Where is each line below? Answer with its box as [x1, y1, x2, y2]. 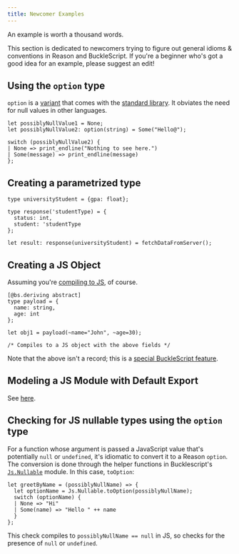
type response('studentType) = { [7, 208, 107, 216]
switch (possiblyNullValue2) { [7, 138, 101, 146]
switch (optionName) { [14, 493, 81, 500]
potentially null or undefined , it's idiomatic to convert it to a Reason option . [7, 452, 228, 460]
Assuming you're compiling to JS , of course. [7, 278, 138, 286]
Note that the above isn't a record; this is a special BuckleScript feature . [7, 354, 219, 363]
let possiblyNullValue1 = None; [7, 120, 103, 127]
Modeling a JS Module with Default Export [7, 375, 198, 387]
